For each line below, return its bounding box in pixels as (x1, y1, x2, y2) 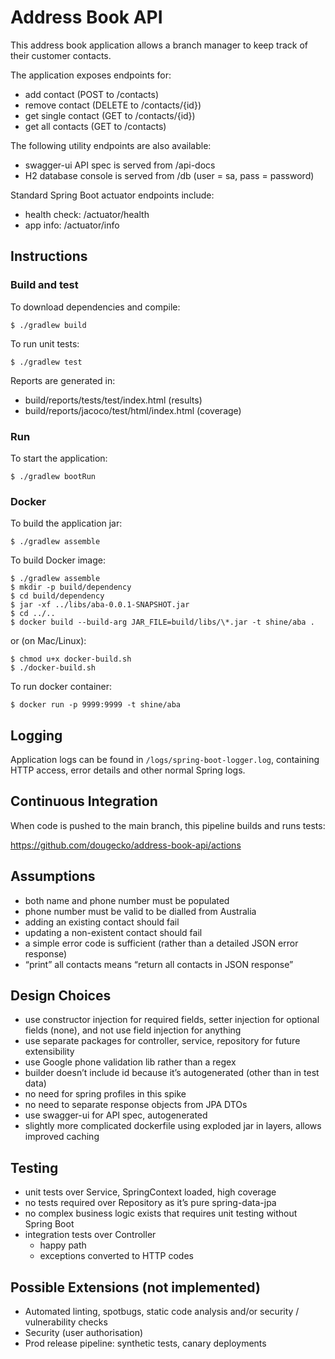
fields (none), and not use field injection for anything (24, 1024, 242, 1036)
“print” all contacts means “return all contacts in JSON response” (24, 958, 294, 970)
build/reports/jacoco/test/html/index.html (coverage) (24, 404, 242, 416)
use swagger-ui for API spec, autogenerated (24, 1109, 208, 1121)
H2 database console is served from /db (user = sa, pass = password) (24, 169, 315, 181)
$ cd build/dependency (10, 591, 105, 601)
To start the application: (10, 452, 108, 464)
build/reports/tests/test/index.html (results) (24, 394, 203, 406)
